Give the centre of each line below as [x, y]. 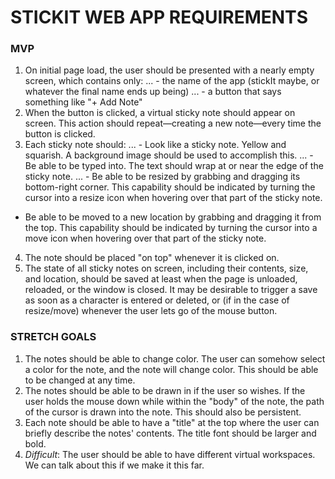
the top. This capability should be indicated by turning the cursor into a [171, 228]
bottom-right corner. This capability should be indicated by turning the [170, 187]
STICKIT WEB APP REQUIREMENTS [159, 17]
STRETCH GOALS [53, 337]
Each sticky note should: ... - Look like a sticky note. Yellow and [155, 145]
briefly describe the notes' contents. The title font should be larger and [170, 433]
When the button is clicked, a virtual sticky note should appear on [160, 113]
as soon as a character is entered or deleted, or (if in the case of [157, 300]
